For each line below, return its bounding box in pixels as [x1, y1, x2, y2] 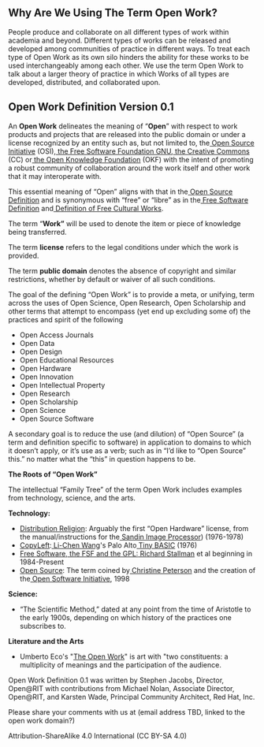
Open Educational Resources [19, 355, 114, 365]
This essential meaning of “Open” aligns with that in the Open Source [8, 187, 233, 196]
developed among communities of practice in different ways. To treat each [8, 43, 251, 54]
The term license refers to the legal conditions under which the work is [8, 242, 239, 251]
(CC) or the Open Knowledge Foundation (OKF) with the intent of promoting [8, 154, 254, 164]
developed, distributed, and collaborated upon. [8, 77, 161, 87]
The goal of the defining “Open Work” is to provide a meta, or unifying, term [8, 289, 255, 299]
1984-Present [19, 557, 65, 567]
